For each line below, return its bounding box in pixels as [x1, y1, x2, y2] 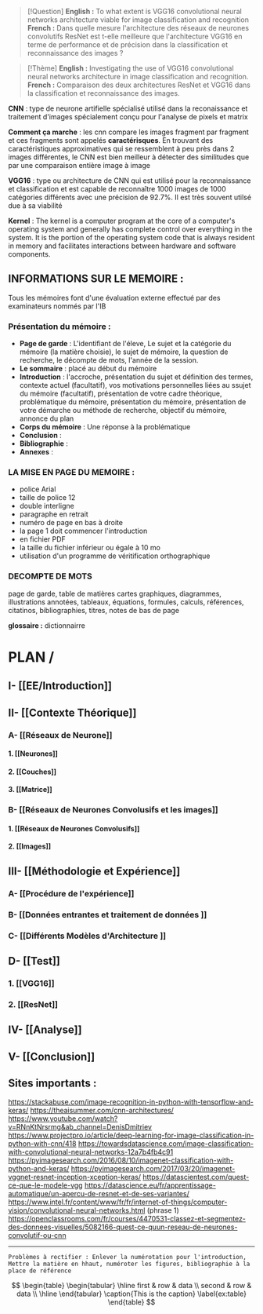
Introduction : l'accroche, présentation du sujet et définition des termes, [19, 372, 254, 381]
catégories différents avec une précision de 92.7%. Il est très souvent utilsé [8, 192, 252, 202]
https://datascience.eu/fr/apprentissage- [85, 1181, 217, 1190]
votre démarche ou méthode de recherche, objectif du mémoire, [19, 406, 227, 415]
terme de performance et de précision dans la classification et [27, 40, 229, 49]
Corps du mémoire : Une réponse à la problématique [19, 422, 191, 432]
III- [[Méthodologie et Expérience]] [8, 864, 181, 878]
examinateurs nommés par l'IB [8, 301, 106, 311]
